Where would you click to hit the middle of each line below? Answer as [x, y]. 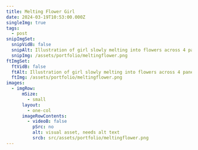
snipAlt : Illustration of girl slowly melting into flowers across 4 [98, 50]
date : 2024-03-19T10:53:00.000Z [46, 17]
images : [16, 83]
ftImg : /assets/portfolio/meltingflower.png [67, 77]
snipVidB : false [31, 45]
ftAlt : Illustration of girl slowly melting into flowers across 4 [96, 72]
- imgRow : [23, 89]
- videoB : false [47, 122]
